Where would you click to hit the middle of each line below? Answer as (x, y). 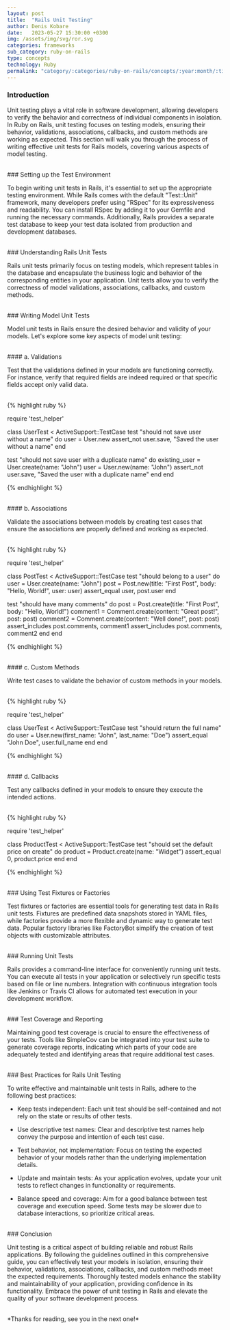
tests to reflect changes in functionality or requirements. (96, 1185)
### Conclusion (30, 1234)
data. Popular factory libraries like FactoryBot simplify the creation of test (110, 928)
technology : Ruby (32, 65)
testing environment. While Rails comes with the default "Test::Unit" (103, 195)
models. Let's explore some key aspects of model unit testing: (94, 336)
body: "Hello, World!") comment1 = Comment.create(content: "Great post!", (113, 611)
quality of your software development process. (73, 1298)
